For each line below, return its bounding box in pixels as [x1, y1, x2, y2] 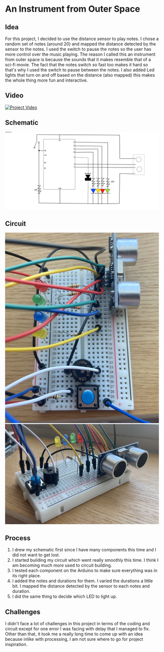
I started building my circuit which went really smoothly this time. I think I [12, 557, 159, 563]
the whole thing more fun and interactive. [5, 77, 88, 83]
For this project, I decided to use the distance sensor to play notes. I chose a [5, 36, 159, 42]
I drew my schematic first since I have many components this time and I [12, 547, 156, 553]
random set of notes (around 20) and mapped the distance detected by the [5, 41, 156, 47]
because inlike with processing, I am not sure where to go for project [5, 636, 143, 642]
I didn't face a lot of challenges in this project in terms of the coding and [5, 621, 150, 627]
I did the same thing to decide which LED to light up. [12, 593, 117, 599]
